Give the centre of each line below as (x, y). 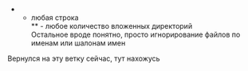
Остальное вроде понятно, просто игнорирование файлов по (136, 34)
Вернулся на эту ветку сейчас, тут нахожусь (84, 58)
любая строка (55, 18)
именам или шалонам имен (78, 43)
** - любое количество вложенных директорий (112, 26)
